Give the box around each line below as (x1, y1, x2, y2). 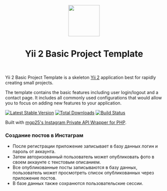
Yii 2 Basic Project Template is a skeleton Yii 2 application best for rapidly (5, 74, 156, 80)
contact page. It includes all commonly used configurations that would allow (5, 94, 162, 100)
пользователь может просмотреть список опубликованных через (12, 170, 154, 176)
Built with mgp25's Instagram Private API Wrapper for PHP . (5, 119, 126, 125)
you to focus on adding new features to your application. (5, 100, 122, 106)
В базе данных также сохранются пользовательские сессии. (12, 180, 143, 186)
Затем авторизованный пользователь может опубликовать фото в (12, 154, 154, 160)
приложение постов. (12, 175, 57, 181)
